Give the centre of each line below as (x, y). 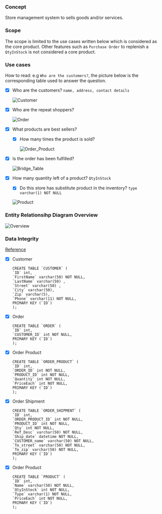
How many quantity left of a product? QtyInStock (62, 178)
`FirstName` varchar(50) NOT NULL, (49, 277)
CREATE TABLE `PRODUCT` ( (39, 477)
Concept (16, 7)
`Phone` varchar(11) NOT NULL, (44, 299)
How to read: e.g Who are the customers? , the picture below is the (72, 75)
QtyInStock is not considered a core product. (50, 52)
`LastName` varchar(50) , (39, 281)
